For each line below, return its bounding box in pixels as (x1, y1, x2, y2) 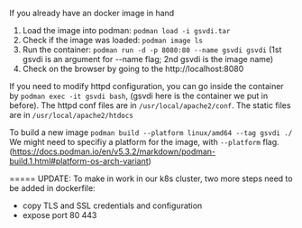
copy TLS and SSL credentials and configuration (22, 200, 203, 211)
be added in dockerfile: (9, 183, 96, 193)
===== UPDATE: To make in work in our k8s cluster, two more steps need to (9, 173, 293, 184)
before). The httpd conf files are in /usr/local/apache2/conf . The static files (9, 100, 291, 111)
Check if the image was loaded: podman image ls (22, 35, 203, 45)
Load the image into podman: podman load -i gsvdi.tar (22, 25, 231, 35)
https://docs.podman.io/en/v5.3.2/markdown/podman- (12, 146, 216, 157)
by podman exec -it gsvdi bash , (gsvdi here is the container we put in (9, 90, 269, 101)
